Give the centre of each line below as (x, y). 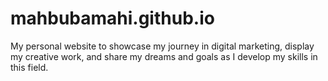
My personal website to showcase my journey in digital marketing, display (162, 46)
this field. (29, 67)
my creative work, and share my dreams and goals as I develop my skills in (164, 56)
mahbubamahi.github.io (112, 18)
